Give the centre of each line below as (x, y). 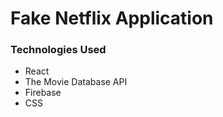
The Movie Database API (76, 82)
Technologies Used (58, 50)
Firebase (43, 93)
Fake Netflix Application (112, 18)
